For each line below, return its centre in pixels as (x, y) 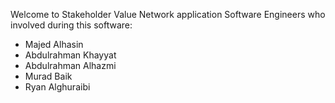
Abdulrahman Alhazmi (70, 65)
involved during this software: (71, 25)
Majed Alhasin (54, 44)
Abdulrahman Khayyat (70, 55)
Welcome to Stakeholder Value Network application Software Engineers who (168, 14)
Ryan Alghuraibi (57, 87)
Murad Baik (48, 76)
